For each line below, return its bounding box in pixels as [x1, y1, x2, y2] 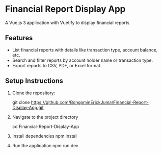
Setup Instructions [5, 77, 63, 85]
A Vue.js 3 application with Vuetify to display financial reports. [5, 20, 131, 25]
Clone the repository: [12, 90, 55, 96]
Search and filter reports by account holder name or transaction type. [12, 57, 153, 63]
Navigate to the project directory [12, 114, 79, 120]
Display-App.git [12, 104, 44, 110]
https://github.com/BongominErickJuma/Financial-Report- [31, 99, 149, 105]
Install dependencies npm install [12, 133, 78, 139]
